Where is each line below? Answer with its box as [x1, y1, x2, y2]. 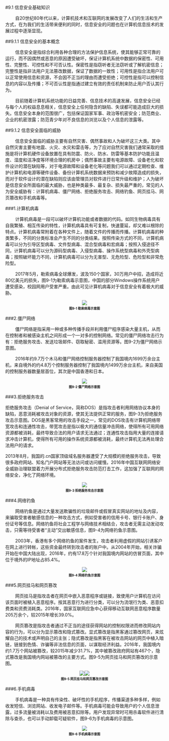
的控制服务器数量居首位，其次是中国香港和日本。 [5, 368, 107, 374]
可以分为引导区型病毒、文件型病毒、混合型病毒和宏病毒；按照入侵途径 [9, 241, 155, 247]
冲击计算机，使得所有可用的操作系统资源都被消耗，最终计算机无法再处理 [9, 436, 159, 442]
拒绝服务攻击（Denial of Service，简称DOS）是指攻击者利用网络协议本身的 [5, 405, 160, 410]
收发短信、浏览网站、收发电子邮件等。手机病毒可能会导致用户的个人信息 [5, 703, 155, 709]
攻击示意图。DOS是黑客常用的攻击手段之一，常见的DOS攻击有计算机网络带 [5, 417, 161, 423]
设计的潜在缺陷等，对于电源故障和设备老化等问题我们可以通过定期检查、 [9, 163, 159, 169]
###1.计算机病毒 [5, 206, 39, 211]
